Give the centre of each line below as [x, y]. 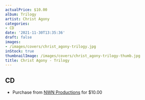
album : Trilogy [21, 14]
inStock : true [20, 51]
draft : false [19, 38]
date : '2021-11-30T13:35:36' [35, 33]
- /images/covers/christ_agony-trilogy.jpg [51, 47]
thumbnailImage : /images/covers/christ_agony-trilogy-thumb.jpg [73, 56]
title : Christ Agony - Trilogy [37, 60]
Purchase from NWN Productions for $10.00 [57, 93]
